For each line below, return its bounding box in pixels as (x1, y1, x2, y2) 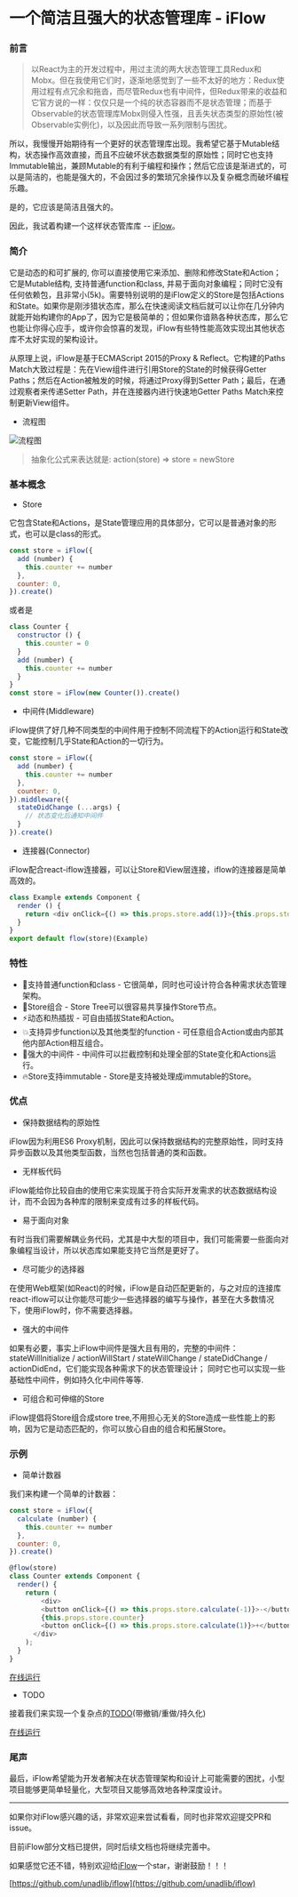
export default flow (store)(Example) (9, 935, 149, 944)
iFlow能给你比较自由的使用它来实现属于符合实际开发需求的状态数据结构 (9, 1185, 270, 1195)
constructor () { (17, 631, 82, 640)
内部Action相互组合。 (29, 1037, 109, 1048)
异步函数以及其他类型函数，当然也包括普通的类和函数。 (9, 1146, 211, 1157)
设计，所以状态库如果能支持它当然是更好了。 (39, 1244, 204, 1255)
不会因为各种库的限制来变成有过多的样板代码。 (32, 1195, 204, 1206)
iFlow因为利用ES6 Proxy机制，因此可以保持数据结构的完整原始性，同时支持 (9, 1136, 284, 1146)
